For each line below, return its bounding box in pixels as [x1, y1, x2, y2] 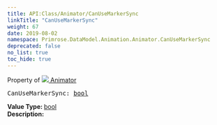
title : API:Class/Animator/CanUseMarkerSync [7, 10, 139, 17]
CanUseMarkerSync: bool [7, 89, 89, 97]
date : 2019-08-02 [7, 29, 58, 37]
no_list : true [7, 50, 49, 57]
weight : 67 [7, 23, 39, 30]
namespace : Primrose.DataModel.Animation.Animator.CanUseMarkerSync [7, 36, 211, 43]
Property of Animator [7, 75, 77, 84]
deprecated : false [7, 43, 61, 50]
